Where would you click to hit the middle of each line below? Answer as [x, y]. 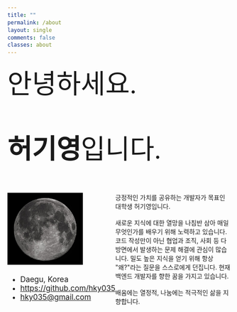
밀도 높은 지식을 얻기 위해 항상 [172, 259]
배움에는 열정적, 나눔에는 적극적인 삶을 [169, 293]
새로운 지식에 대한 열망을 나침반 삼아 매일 [172, 223]
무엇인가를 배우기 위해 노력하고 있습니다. [171, 232]
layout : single [30, 30]
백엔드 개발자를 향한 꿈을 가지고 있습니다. [172, 276]
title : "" [22, 15]
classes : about [30, 45]
